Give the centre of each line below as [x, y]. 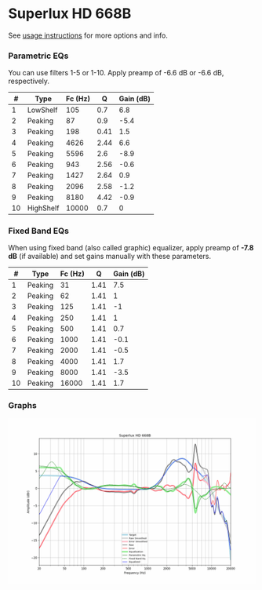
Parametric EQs [38, 56]
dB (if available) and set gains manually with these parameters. [110, 257]
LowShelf [42, 110]
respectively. [29, 81]
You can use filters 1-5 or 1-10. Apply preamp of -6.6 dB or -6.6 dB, [116, 73]
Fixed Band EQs [38, 231]
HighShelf [43, 208]
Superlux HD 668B [70, 14]
